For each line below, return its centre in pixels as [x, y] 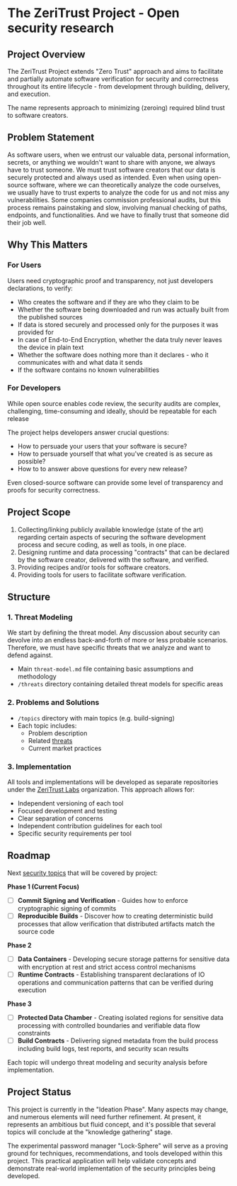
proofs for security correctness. [54, 490]
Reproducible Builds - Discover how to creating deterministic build [115, 916]
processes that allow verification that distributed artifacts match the [116, 923]
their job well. [27, 222]
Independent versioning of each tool [70, 803]
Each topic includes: [47, 725]
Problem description [58, 733]
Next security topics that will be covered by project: [82, 873]
